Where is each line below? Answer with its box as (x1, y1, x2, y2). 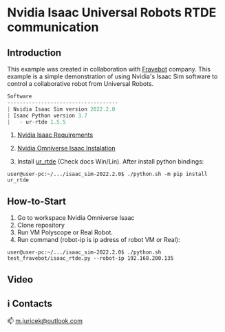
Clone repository (17, 221, 65, 230)
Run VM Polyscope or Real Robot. (17, 228, 114, 236)
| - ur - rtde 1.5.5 (7, 118, 67, 125)
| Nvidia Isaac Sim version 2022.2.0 (7, 105, 116, 113)
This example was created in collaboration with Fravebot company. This (7, 65, 211, 73)
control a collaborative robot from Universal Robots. (7, 80, 154, 87)
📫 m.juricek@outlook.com (7, 317, 83, 325)
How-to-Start (7, 195, 67, 207)
